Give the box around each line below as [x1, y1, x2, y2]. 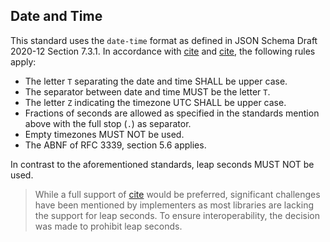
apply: [10, 55, 37, 68]
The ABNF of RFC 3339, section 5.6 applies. [24, 139, 207, 151]
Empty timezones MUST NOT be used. [24, 128, 185, 140]
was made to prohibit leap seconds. [34, 220, 183, 232]
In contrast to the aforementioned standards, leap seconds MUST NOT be [10, 158, 315, 170]
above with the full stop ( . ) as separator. [24, 117, 192, 129]
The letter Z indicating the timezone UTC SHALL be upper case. [24, 96, 287, 108]
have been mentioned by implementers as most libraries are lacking [34, 199, 315, 211]
